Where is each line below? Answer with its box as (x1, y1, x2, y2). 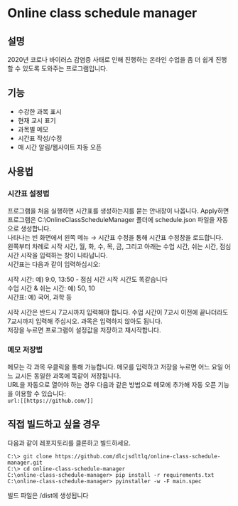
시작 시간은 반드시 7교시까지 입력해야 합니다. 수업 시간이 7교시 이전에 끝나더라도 (7, 307, 229, 316)
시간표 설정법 (7, 189, 50, 199)
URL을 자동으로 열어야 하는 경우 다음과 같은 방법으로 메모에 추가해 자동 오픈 (7, 380, 217, 389)
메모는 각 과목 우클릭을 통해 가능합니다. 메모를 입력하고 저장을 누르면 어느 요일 (7, 362, 224, 371)
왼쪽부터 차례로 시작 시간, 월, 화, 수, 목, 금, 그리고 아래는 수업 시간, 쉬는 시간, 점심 (7, 242, 232, 251)
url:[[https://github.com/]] (7, 397, 94, 404)
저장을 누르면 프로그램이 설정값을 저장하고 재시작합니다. (7, 325, 161, 334)
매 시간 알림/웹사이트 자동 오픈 (17, 142, 102, 151)
